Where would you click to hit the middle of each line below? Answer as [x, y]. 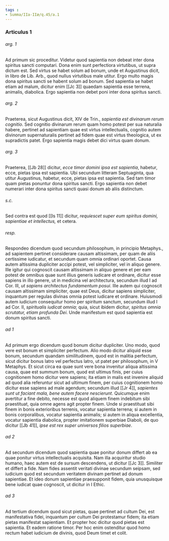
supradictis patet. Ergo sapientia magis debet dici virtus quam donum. [78, 140]
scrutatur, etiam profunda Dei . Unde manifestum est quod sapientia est [79, 313]
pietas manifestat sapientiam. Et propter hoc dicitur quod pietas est [75, 522]
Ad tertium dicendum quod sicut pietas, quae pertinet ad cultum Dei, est [80, 512]
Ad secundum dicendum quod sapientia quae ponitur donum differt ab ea [81, 452]
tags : [12, 10]
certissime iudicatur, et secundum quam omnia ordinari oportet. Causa [78, 259]
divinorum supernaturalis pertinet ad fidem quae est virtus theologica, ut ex [83, 135]
